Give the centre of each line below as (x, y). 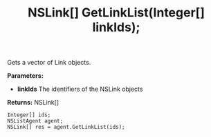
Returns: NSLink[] (33, 103)
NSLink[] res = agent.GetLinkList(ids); (66, 127)
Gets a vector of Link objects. (49, 63)
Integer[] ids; (29, 115)
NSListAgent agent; (35, 121)
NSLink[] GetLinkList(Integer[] (116, 13)
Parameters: (25, 76)
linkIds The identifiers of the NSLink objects (80, 89)
